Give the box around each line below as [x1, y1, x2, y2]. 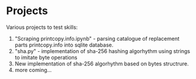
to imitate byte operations [14, 54, 78, 61]
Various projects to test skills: [6, 24, 78, 31]
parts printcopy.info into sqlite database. [14, 41, 114, 48]
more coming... [14, 66, 52, 73]
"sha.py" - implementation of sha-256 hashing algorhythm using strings [14, 47, 191, 54]
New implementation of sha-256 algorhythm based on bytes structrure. [14, 60, 189, 67]
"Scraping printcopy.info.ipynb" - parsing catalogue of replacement [14, 35, 179, 42]
